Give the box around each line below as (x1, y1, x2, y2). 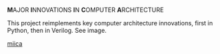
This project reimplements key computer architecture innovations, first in (7, 19, 213, 27)
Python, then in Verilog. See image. (7, 27, 107, 34)
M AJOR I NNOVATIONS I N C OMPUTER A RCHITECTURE (7, 6, 164, 14)
